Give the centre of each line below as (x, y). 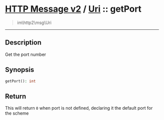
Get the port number (26, 54)
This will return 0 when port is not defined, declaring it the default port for (79, 108)
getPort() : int (20, 81)
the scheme (17, 113)
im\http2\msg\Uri (34, 23)
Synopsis (20, 70)
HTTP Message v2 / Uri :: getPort (73, 9)
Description (23, 43)
